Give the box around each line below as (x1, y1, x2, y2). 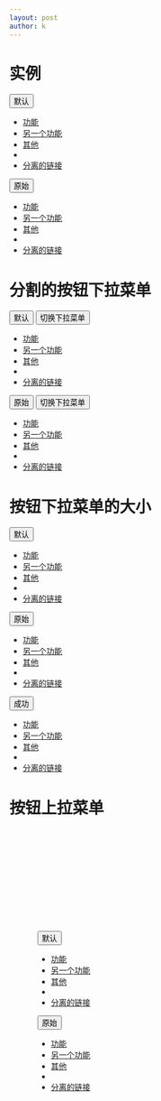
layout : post (9, 13, 58, 23)
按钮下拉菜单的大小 (9, 496, 152, 517)
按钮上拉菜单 (9, 798, 105, 818)
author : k (9, 22, 47, 31)
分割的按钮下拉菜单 (9, 280, 152, 301)
